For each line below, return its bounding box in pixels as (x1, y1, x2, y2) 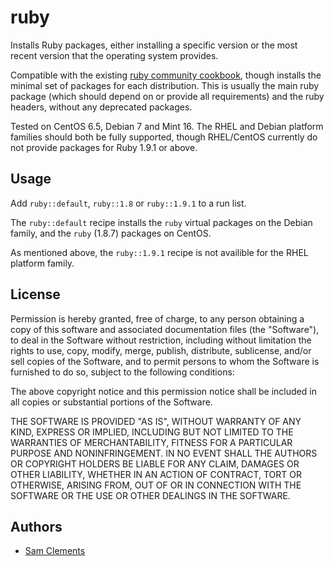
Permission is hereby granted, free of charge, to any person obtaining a (10, 312, 305, 325)
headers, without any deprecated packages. (10, 101, 193, 113)
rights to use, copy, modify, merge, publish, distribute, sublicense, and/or (10, 344, 312, 356)
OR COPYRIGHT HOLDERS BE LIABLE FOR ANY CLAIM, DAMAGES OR (10, 457, 300, 470)
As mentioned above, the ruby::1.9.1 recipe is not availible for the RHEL (10, 246, 309, 258)
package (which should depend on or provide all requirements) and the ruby (10, 90, 325, 102)
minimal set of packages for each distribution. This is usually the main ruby (10, 79, 320, 91)
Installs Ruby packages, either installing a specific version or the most (10, 39, 298, 51)
